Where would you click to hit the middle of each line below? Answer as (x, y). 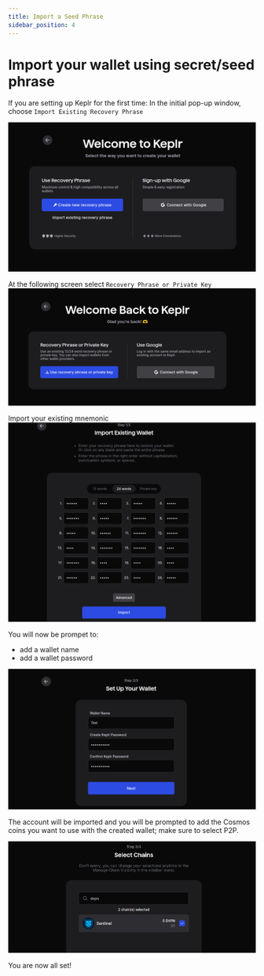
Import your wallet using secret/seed (132, 65)
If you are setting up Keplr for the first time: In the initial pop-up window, (125, 103)
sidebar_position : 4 (42, 25)
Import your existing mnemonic (59, 418)
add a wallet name (49, 650)
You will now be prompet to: (53, 635)
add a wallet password (56, 658)
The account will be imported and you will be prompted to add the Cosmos (129, 822)
